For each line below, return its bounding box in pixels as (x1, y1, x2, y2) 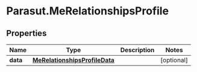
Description (120, 46, 155, 54)
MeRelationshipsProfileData (32, 56, 114, 64)
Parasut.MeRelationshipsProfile (6, 4, 169, 18)
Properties (6, 28, 47, 38)
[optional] (160, 56, 189, 64)
